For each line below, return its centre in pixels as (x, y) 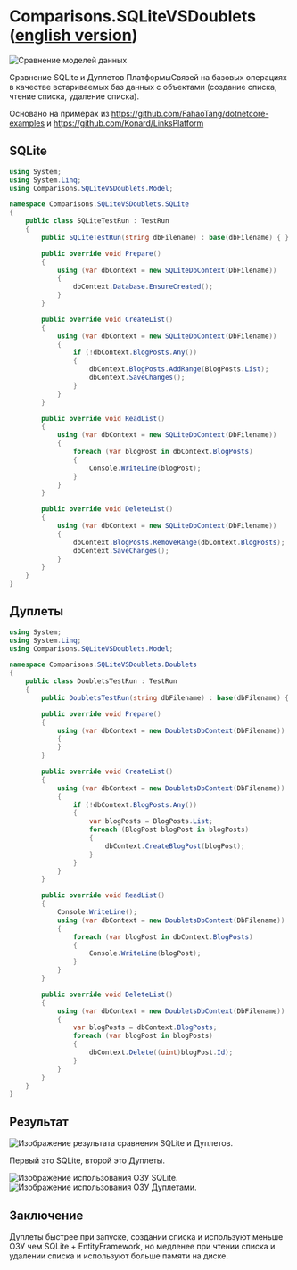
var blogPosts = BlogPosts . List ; (151, 821)
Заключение (46, 1215)
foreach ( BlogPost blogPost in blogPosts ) (169, 830)
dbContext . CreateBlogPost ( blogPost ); (175, 846)
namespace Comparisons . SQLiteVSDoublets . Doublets (103, 665)
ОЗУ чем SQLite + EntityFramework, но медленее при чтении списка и (142, 1246)
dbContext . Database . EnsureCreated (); (143, 287)
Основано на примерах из (59, 113)
